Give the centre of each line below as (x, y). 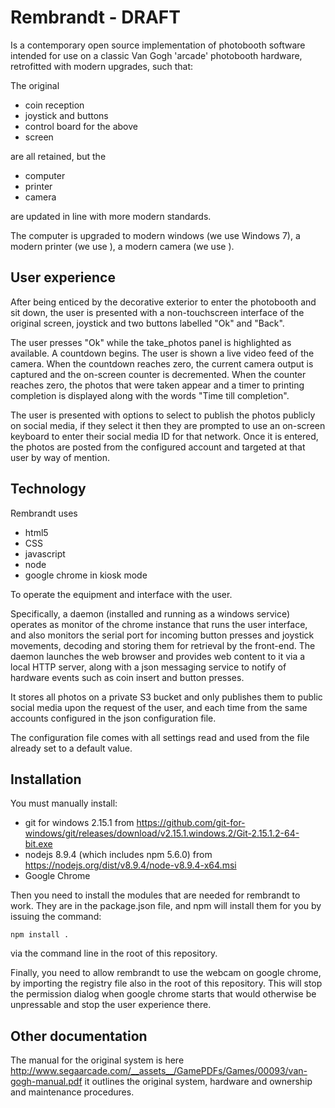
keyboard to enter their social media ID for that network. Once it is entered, (164, 436)
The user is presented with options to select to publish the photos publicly (163, 415)
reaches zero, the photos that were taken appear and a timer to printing (157, 385)
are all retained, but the (58, 156)
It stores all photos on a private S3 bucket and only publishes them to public (166, 697)
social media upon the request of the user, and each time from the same (159, 707)
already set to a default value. (71, 748)
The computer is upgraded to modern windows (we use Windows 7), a (155, 235)
